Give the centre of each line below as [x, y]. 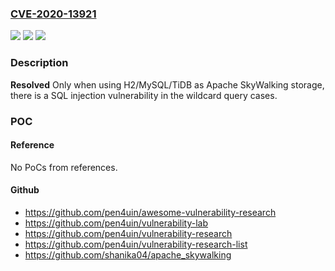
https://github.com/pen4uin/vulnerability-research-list [136, 244]
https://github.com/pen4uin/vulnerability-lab [116, 223]
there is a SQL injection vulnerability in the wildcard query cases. [144, 95]
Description [39, 63]
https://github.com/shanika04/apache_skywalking [128, 254]
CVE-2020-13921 [53, 14]
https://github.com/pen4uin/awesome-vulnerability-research [150, 212]
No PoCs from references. [64, 167]
